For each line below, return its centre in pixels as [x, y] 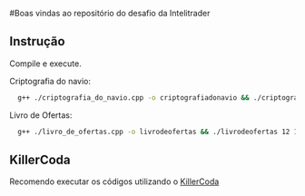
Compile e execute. [45, 64]
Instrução [37, 41]
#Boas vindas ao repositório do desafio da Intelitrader [110, 13]
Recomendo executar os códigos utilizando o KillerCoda [114, 181]
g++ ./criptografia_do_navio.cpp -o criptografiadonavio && [133, 98]
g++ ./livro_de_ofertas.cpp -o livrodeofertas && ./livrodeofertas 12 [154, 132]
